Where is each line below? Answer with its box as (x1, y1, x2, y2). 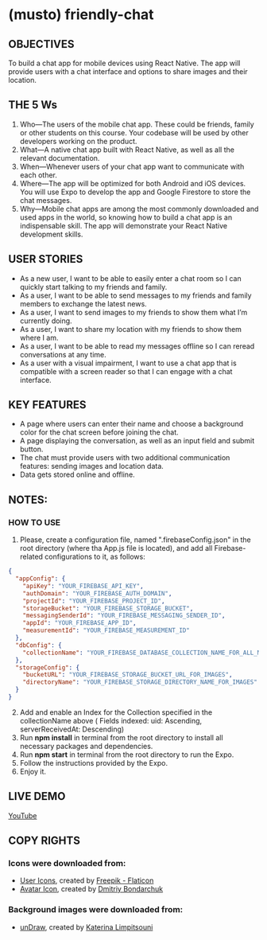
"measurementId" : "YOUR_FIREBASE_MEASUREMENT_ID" (22, 626, 191, 634)
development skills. (19, 229, 83, 239)
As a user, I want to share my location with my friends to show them (19, 324, 242, 333)
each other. (19, 170, 58, 180)
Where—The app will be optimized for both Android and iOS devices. (19, 178, 246, 188)
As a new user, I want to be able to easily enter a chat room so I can (19, 273, 242, 283)
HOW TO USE (8, 517, 61, 528)
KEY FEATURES (8, 398, 87, 411)
